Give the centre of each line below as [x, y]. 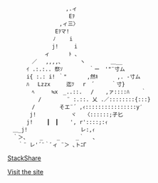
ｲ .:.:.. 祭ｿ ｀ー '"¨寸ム [76, 69]
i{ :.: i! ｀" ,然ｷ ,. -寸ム [83, 77]
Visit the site [26, 172]
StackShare [24, 158]
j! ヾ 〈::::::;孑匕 [76, 115]
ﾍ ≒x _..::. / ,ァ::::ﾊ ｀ [89, 92]
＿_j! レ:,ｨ [54, 130]
